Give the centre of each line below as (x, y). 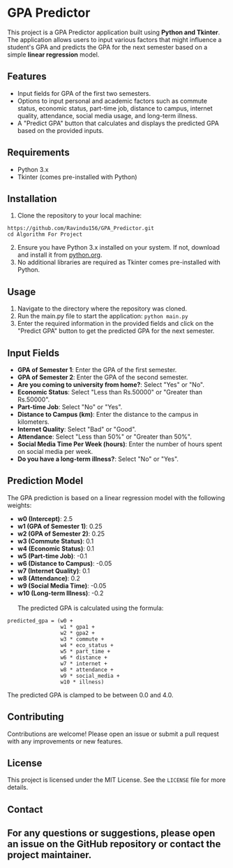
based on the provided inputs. (60, 130)
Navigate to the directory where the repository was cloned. (102, 308)
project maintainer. (50, 855)
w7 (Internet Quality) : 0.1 (54, 571)
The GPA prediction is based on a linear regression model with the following (116, 497)
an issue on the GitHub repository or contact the (114, 844)
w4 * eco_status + (87, 645)
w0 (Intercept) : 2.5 (45, 518)
